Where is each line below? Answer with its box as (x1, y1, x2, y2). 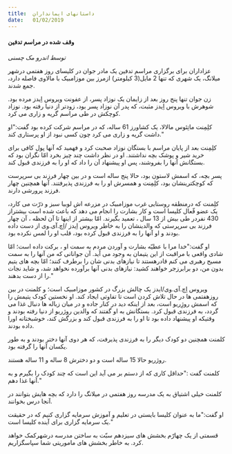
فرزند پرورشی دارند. (8, 186, 61, 194)
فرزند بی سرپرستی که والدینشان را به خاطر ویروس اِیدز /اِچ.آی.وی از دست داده (8, 221, 213, 230)
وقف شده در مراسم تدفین (8, 38, 75, 46)
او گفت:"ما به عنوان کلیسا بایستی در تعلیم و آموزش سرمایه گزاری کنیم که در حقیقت (8, 410, 224, 418)
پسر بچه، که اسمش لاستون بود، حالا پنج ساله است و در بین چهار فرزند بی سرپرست (8, 171, 222, 179)
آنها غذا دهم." (8, 376, 42, 384)
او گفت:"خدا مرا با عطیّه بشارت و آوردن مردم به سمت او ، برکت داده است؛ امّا (8, 242, 210, 250)
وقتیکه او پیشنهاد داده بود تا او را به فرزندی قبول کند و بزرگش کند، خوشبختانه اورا (8, 314, 215, 322)
